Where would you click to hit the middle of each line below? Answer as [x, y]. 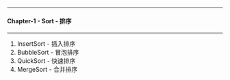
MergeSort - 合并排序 [47, 70]
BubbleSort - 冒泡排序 [48, 53]
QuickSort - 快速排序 [46, 61]
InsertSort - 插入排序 [46, 44]
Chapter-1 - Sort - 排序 [39, 21]
